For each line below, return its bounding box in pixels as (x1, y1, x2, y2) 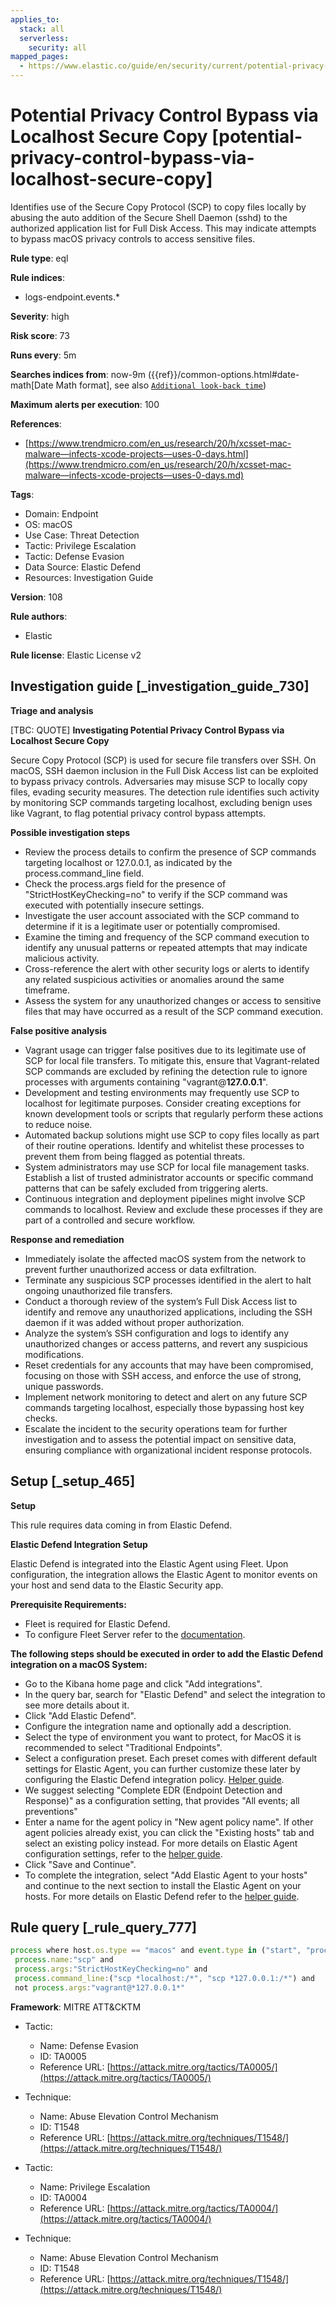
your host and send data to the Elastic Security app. (10, 1579, 224, 1591)
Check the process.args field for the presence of (24, 877, 227, 890)
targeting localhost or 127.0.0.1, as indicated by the (24, 856, 233, 868)
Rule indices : (10, 271, 65, 283)
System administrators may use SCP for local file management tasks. (24, 1161, 310, 1173)
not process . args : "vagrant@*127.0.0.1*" (14, 1982, 186, 1993)
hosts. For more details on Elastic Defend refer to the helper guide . (24, 1890, 300, 1902)
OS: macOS (24, 518, 73, 530)
